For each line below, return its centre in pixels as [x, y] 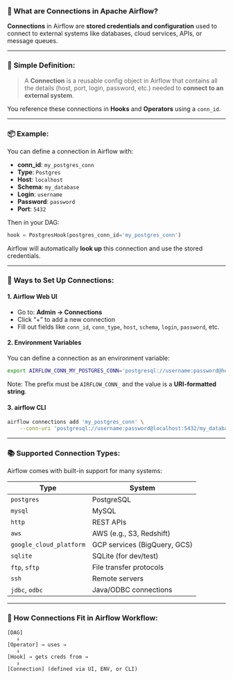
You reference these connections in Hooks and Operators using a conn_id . [114, 109]
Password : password [46, 201]
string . [17, 391]
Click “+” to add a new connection [66, 319]
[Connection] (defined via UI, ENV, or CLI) [72, 669]
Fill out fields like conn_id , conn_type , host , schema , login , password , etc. [118, 327]
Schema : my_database [48, 187]
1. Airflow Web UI [32, 297]
